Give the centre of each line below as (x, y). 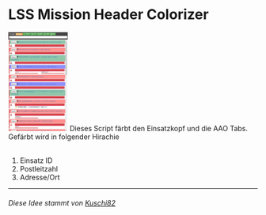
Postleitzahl (38, 168)
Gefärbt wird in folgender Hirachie (64, 137)
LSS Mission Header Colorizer (108, 15)
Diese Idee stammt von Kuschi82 (62, 202)
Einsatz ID (36, 160)
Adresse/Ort (40, 177)
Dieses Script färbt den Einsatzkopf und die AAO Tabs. (159, 128)
